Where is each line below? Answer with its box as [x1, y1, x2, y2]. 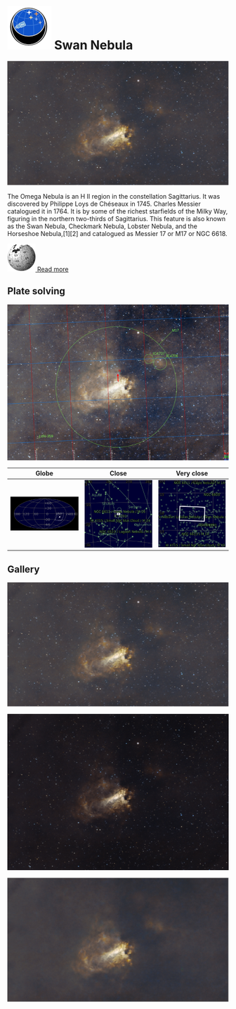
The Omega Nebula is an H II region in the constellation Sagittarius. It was [7, 192, 221, 200]
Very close [175, 469, 209, 477]
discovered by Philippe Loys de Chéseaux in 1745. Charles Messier [7, 199, 202, 208]
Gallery [7, 563, 40, 575]
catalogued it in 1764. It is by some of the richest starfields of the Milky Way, [7, 206, 228, 216]
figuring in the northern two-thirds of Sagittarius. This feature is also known [7, 214, 226, 223]
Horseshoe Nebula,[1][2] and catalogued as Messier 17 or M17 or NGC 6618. [7, 229, 228, 237]
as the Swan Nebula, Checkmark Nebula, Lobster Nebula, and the [7, 222, 198, 230]
